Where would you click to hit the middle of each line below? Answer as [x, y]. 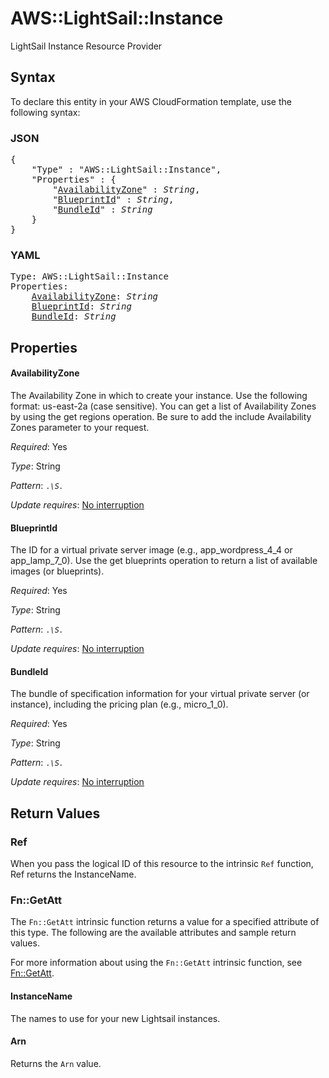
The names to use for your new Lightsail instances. [115, 1018]
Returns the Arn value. [56, 1063]
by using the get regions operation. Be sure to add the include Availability [161, 416]
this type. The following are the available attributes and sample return [153, 933]
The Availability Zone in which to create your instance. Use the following [159, 395]
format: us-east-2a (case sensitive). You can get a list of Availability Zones [163, 406]
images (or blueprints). [57, 571]
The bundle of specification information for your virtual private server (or [160, 694]
